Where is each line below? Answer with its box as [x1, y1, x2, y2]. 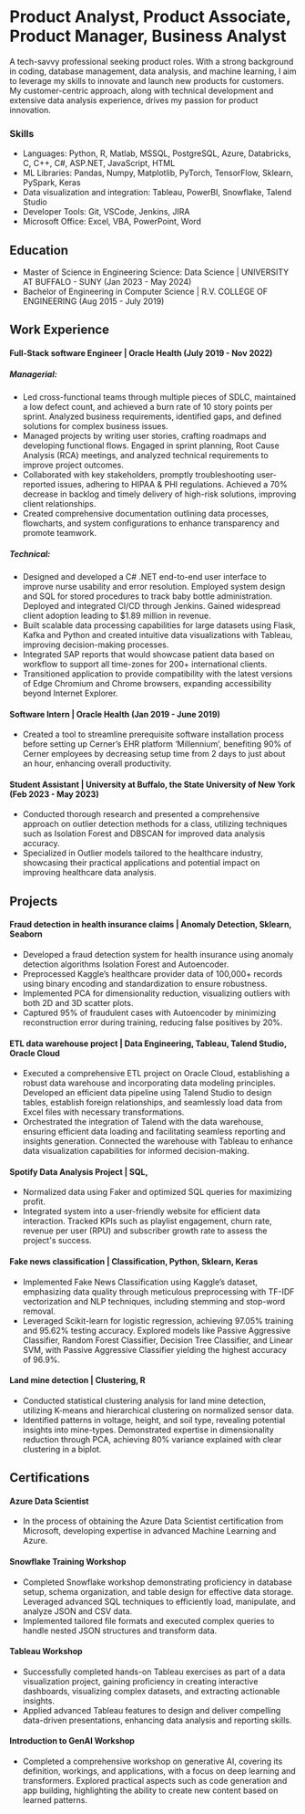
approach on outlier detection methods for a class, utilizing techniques [22, 819, 289, 830]
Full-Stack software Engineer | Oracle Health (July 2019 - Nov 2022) [9, 348, 273, 359]
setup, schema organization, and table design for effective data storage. [22, 1586, 294, 1597]
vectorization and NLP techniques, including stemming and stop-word [22, 1295, 286, 1306]
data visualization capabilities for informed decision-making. [22, 1146, 249, 1157]
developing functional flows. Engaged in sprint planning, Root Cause [22, 440, 280, 451]
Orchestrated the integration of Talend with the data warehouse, [22, 1117, 264, 1127]
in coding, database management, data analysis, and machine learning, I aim [9, 66, 297, 77]
